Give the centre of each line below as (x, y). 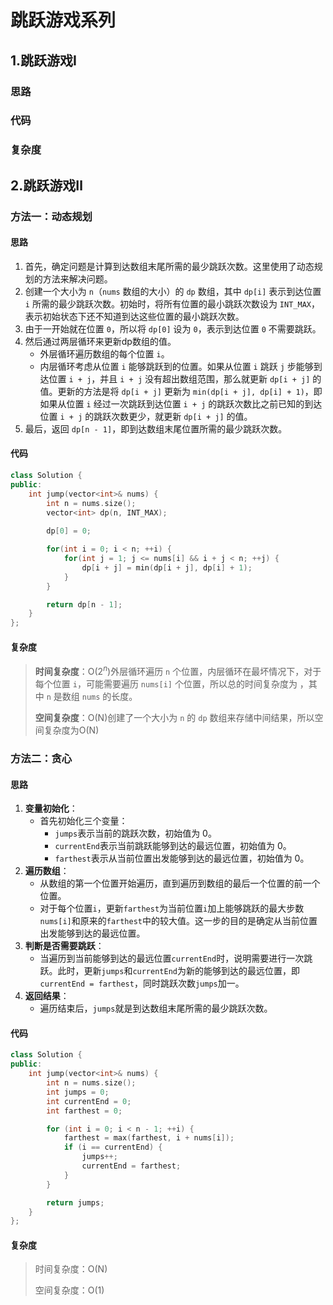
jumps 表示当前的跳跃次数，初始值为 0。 (135, 833)
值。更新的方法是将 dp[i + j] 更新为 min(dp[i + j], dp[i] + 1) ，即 (181, 391)
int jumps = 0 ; (78, 1092)
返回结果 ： (47, 996)
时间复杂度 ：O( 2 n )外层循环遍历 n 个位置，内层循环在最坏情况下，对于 (178, 671)
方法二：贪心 (41, 758)
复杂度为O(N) (71, 730)
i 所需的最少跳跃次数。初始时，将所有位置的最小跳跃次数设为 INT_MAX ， (172, 303)
